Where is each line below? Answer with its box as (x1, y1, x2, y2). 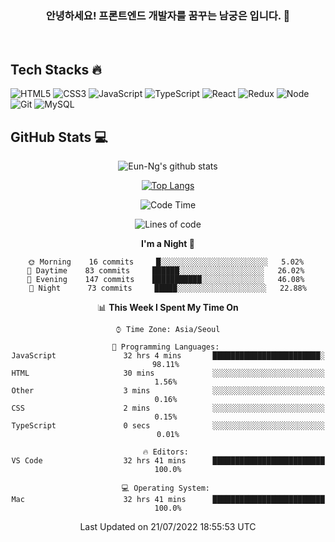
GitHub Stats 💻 (10, 128, 108, 146)
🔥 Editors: (142, 447, 189, 457)
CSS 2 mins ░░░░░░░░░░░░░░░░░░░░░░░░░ (11, 403, 325, 413)
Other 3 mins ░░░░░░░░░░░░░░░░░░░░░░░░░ (11, 385, 325, 396)
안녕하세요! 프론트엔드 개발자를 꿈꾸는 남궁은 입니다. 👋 (45, 8, 291, 22)
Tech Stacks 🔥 (10, 61, 102, 78)
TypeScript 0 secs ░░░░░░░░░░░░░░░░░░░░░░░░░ (11, 420, 325, 431)
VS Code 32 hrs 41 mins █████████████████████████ (11, 455, 325, 466)
